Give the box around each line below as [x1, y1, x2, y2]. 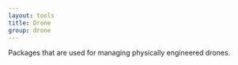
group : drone [8, 26, 51, 34]
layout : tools [8, 11, 55, 20]
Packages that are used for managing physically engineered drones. [8, 48, 231, 58]
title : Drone [8, 19, 51, 27]
